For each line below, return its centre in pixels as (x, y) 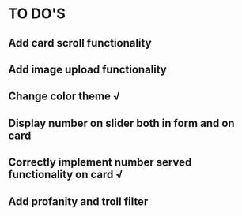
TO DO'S (37, 14)
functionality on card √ (66, 175)
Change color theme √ (64, 97)
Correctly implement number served (100, 162)
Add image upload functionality (88, 69)
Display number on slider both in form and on (121, 123)
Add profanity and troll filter (78, 201)
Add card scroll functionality (80, 43)
